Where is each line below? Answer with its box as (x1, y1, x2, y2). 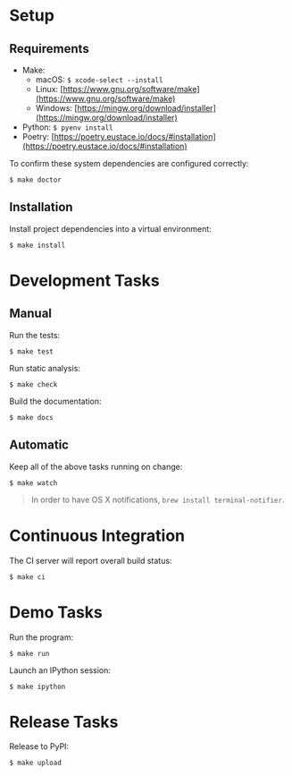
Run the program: (9, 632, 74, 643)
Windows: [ (35, 103, 78, 113)
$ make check (9, 379, 58, 389)
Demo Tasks (9, 601, 103, 622)
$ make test (9, 346, 54, 356)
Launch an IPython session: (9, 664, 112, 676)
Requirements (9, 41, 89, 56)
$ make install (9, 241, 66, 250)
